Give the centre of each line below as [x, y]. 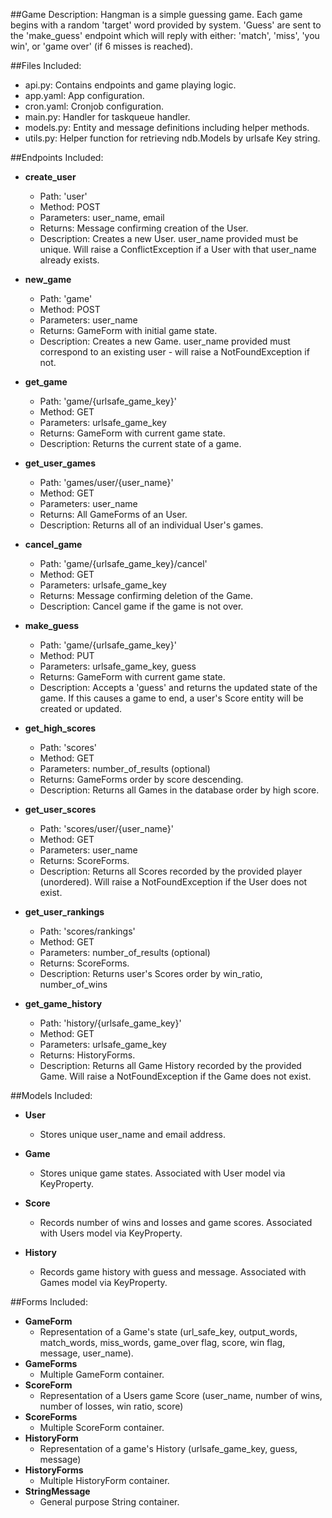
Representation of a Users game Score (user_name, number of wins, [181, 1395]
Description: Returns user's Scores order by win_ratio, [151, 973]
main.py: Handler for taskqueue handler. [107, 117]
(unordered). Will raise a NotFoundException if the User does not [173, 882]
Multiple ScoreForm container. [102, 1427]
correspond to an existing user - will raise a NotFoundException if [174, 352]
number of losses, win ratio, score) [111, 1406]
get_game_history [63, 1003]
